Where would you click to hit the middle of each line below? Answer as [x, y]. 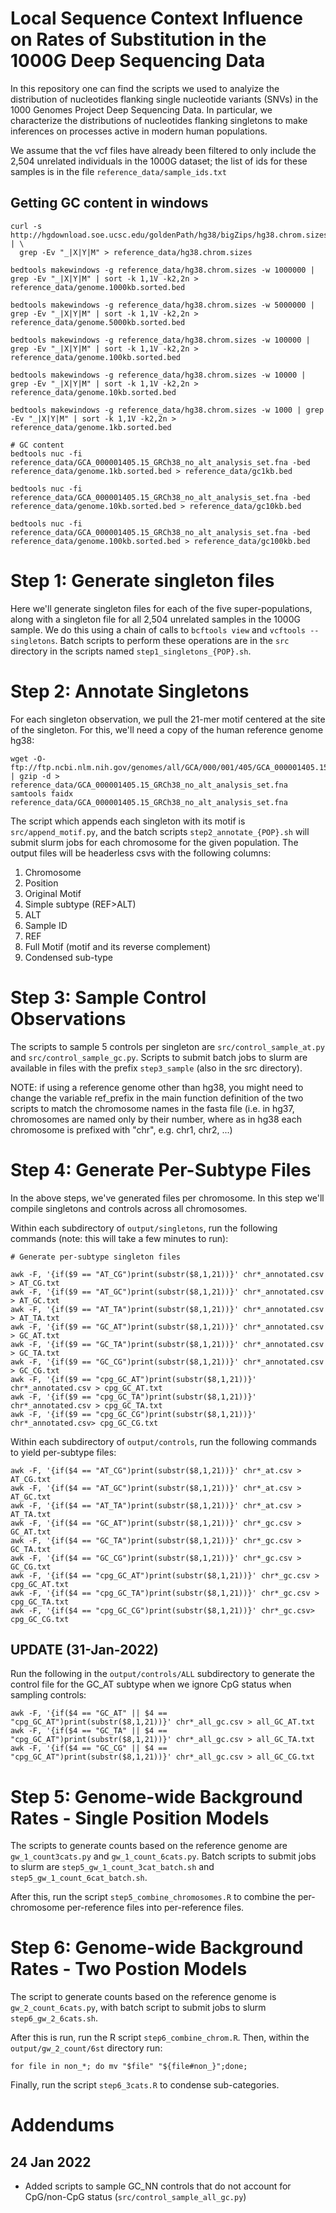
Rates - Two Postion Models [129, 1969]
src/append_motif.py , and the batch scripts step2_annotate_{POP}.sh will [160, 831]
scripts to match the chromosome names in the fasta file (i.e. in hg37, [152, 1108]
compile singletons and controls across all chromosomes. [129, 1208]
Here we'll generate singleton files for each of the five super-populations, [161, 608]
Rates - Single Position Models [140, 1818]
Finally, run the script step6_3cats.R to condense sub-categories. [145, 2085]
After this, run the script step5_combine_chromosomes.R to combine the [153, 1897]
